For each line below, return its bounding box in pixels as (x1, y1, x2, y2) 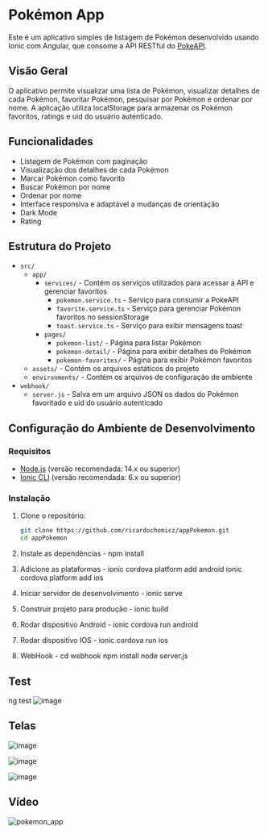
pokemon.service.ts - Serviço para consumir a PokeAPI (56, 295, 239, 305)
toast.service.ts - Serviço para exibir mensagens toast (56, 321, 243, 331)
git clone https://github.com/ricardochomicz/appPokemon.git (19, 527, 230, 535)
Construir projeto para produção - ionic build (19, 604, 169, 614)
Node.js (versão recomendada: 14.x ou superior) (19, 464, 181, 473)
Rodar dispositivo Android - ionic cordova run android (19, 619, 199, 630)
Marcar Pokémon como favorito (19, 173, 126, 183)
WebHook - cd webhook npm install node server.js (19, 651, 188, 661)
